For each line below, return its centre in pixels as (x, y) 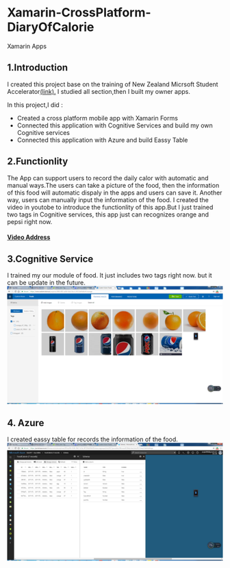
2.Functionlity (38, 161)
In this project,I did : (35, 105)
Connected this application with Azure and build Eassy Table (102, 140)
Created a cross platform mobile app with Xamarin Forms (97, 118)
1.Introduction (38, 67)
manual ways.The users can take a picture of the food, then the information (113, 185)
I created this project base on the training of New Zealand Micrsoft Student (113, 84)
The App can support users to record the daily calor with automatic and (108, 178)
